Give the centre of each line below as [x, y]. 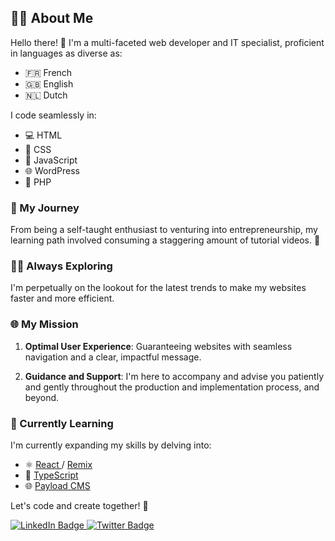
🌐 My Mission [44, 324]
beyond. [42, 397]
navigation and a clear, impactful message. [113, 357]
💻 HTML [43, 135]
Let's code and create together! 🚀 [79, 505]
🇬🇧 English [49, 83]
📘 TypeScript [51, 475]
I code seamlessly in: [53, 115]
